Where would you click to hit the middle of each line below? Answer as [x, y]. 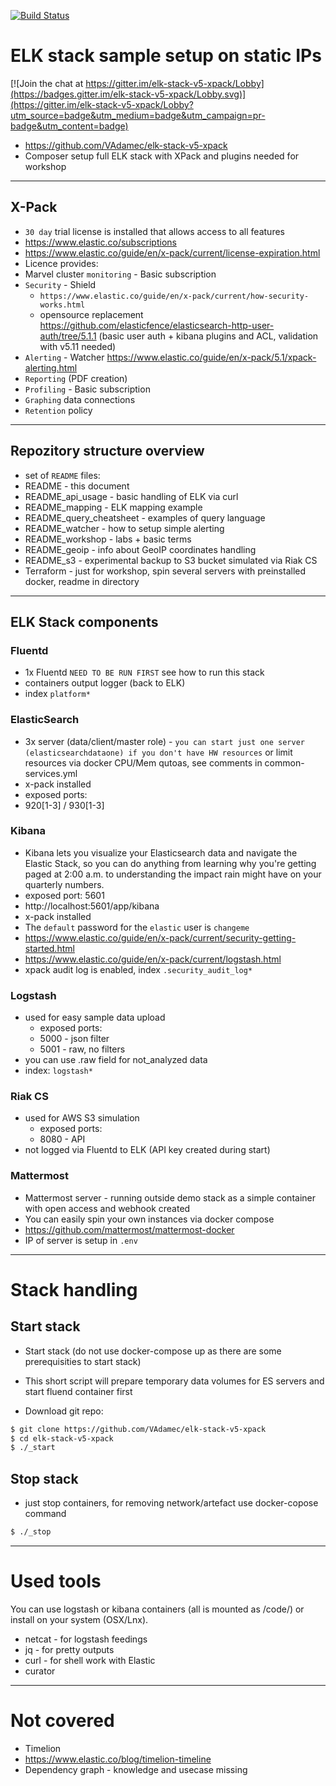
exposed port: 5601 [64, 895]
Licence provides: [61, 263]
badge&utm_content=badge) [69, 126]
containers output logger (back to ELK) [105, 683]
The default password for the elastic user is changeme [137, 927]
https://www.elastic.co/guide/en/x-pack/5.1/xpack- [211, 357]
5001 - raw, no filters [82, 1049]
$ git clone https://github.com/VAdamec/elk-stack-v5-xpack [138, 1429]
